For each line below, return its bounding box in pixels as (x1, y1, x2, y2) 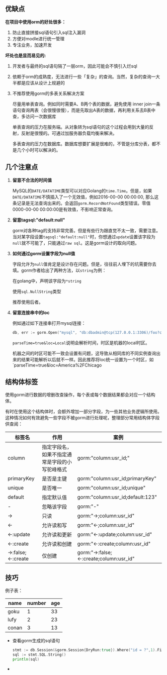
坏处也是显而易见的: (5, 52, 46, 58)
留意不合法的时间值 (12, 177, 52, 183)
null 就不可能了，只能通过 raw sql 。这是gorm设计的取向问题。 (12, 240, 140, 246)
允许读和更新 (42, 531, 72, 538)
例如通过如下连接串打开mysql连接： (12, 320, 86, 326)
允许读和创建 (42, 541, 72, 548)
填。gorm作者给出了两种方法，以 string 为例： (12, 267, 107, 273)
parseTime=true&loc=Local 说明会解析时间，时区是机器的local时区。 (12, 340, 150, 346)
